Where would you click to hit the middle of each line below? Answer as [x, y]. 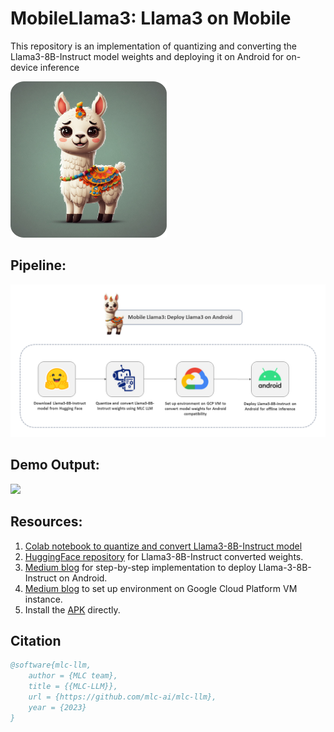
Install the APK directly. [72, 609]
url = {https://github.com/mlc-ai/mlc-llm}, [122, 697]
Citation [36, 640]
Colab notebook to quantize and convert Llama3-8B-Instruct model [163, 546]
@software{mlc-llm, [51, 665]
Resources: [46, 522]
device [24, 67]
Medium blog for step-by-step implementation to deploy [140, 567]
